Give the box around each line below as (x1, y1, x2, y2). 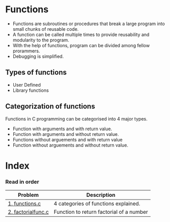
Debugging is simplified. (12, 53, 64, 59)
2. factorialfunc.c (8, 209, 49, 216)
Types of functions (5, 68, 67, 77)
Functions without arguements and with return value (12, 136, 123, 143)
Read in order (5, 178, 39, 185)
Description (86, 191, 116, 198)
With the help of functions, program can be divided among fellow (12, 42, 150, 48)
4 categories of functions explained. (53, 200, 140, 207)
